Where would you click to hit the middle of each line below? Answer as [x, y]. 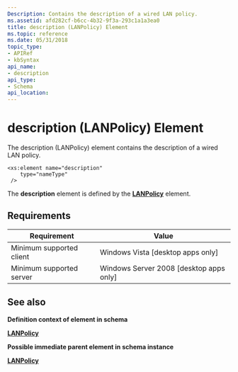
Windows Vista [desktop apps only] [159, 252]
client [20, 257]
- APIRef [20, 54]
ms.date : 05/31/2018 [38, 40]
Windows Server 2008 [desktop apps [162, 268]
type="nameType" [44, 174]
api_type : [22, 80]
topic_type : [25, 47]
